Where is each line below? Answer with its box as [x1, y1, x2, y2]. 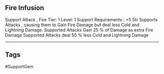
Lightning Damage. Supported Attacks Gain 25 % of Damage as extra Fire [5, 27, 154, 33]
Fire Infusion [5, 4, 44, 12]
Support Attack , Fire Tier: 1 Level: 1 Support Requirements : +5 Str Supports [5, 16, 158, 22]
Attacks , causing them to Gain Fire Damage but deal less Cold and [5, 22, 140, 28]
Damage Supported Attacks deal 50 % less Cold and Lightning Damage [5, 32, 149, 38]
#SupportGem [5, 63, 34, 69]
